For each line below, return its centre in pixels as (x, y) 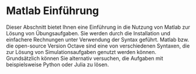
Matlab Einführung (53, 11)
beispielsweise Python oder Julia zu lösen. (58, 64)
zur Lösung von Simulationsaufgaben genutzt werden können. (81, 52)
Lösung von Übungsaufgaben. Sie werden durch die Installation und (88, 33)
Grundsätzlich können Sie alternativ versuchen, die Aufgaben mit (85, 58)
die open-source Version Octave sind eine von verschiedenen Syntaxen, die (98, 46)
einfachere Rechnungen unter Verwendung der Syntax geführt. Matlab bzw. (98, 39)
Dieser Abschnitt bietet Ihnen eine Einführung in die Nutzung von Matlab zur (98, 27)
